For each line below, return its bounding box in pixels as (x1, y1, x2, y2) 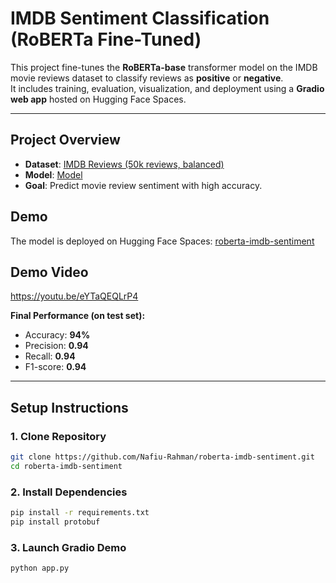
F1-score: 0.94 (24, 361, 87, 373)
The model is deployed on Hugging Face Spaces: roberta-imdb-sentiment (10, 235, 315, 247)
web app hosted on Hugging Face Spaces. (10, 93, 187, 105)
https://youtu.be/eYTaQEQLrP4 (10, 290, 139, 302)
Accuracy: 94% (24, 329, 91, 341)
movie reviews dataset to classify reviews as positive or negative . (10, 72, 284, 84)
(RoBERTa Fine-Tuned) (10, 28, 202, 51)
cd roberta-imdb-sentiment (10, 461, 123, 471)
